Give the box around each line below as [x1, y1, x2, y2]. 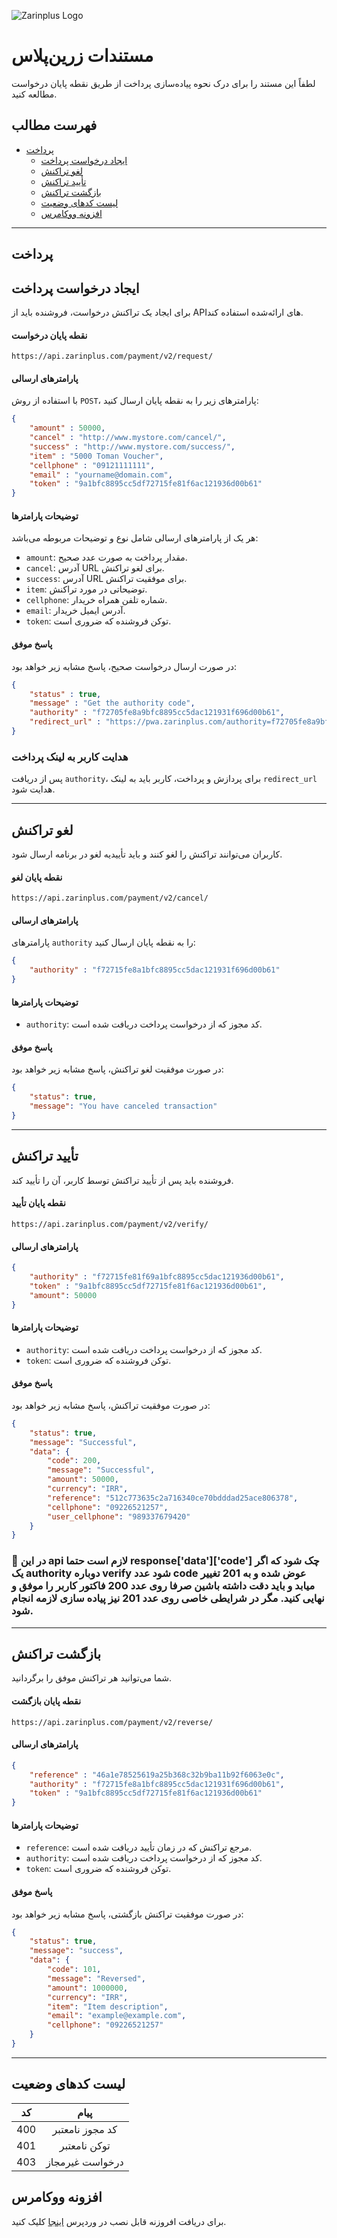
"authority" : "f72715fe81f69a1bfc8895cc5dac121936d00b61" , [29, 1272, 285, 1282]
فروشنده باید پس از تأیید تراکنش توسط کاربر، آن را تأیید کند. [11, 1174, 234, 1186]
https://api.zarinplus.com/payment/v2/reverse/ [11, 1717, 214, 1727]
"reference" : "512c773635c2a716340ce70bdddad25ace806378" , [47, 1493, 299, 1503]
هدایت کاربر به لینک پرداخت [11, 750, 129, 764]
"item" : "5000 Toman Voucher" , [29, 451, 164, 461]
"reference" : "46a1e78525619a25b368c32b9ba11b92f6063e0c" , [29, 1770, 285, 1780]
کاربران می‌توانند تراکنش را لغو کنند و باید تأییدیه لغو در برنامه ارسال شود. [11, 848, 283, 860]
